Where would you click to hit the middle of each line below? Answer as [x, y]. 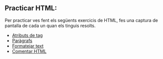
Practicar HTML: [31, 8]
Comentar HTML [29, 51]
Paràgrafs [22, 40]
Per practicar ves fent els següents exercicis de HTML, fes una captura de [81, 20]
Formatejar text [28, 46]
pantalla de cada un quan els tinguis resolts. [50, 25]
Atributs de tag [27, 35]
